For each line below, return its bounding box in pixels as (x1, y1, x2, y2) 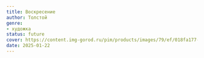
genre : (6, 20, 23, 26)
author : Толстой (6, 14, 47, 21)
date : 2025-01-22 (6, 43, 50, 49)
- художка (6, 25, 32, 32)
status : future (6, 31, 45, 37)
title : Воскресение (6, 8, 56, 15)
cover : (6, 37, 23, 43)
